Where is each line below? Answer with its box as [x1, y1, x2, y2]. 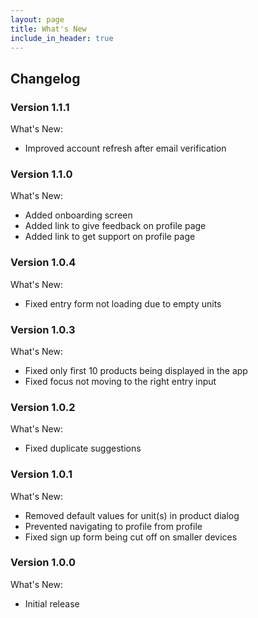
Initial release [24, 597, 80, 610]
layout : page [10, 14, 65, 25]
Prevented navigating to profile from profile [24, 520, 203, 532]
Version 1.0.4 [10, 256, 77, 270]
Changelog [10, 70, 81, 87]
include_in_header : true [10, 33, 114, 43]
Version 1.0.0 [10, 556, 76, 570]
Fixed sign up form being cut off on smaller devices [24, 531, 238, 543]
